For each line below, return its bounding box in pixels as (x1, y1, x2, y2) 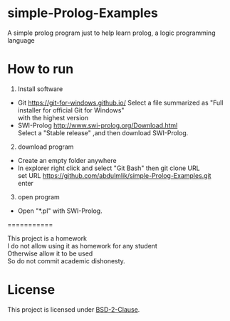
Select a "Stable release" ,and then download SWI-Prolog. (17, 128, 189, 137)
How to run (7, 61, 74, 78)
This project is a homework (7, 233, 88, 243)
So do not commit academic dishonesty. (7, 256, 126, 265)
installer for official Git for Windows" (17, 105, 125, 115)
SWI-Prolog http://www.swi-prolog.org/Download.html (17, 121, 178, 130)
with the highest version (17, 113, 89, 122)
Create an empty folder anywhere (17, 156, 117, 164)
